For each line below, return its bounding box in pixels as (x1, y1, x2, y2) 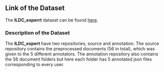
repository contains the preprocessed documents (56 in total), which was (5, 46, 155, 52)
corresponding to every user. (5, 62, 64, 68)
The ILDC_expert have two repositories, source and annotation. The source (5, 40, 160, 46)
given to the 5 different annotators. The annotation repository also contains (5, 51, 159, 57)
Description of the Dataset (5, 29, 70, 36)
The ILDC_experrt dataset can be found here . (5, 17, 98, 23)
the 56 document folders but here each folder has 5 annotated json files (5, 56, 152, 62)
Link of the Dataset (5, 4, 65, 12)
